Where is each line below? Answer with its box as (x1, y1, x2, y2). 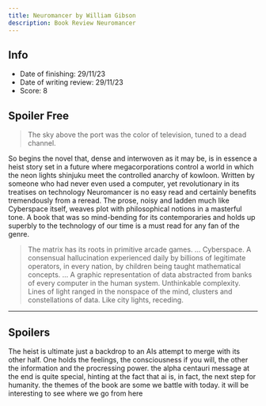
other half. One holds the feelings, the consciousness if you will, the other (8, 355, 249, 364)
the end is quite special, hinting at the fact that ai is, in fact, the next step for (8, 371, 256, 381)
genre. (8, 230, 30, 239)
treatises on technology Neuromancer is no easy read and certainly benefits (8, 188, 256, 197)
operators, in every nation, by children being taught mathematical (27, 262, 241, 271)
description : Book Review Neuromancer (8, 19, 136, 27)
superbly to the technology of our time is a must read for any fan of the (8, 221, 240, 230)
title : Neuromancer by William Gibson (8, 11, 136, 20)
